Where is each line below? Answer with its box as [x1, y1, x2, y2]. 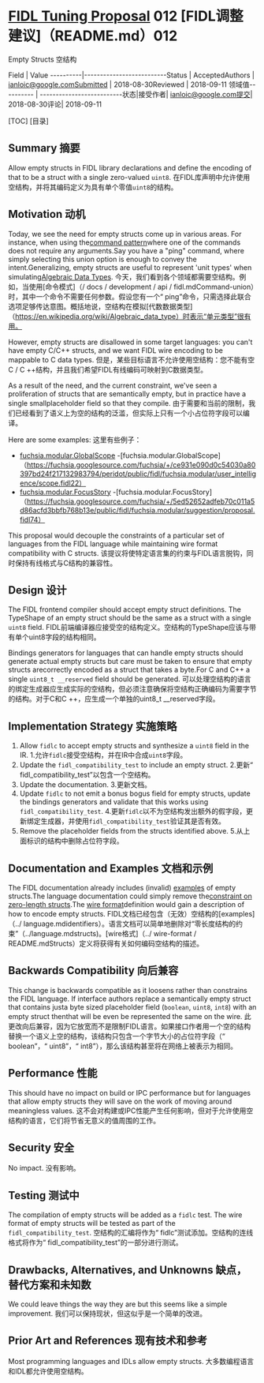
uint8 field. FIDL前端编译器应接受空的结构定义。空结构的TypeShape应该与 [8, 623, 250, 632]
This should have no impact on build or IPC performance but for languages [8, 1088, 251, 1097]
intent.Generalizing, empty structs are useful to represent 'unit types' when [8, 262, 252, 272]
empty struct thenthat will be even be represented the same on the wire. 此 [8, 1011, 252, 1021]
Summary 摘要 [8, 141, 80, 155]
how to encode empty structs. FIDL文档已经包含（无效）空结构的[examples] [8, 909, 255, 918]
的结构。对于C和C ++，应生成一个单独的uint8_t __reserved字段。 [8, 694, 220, 703]
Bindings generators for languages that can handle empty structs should [8, 648, 244, 658]
